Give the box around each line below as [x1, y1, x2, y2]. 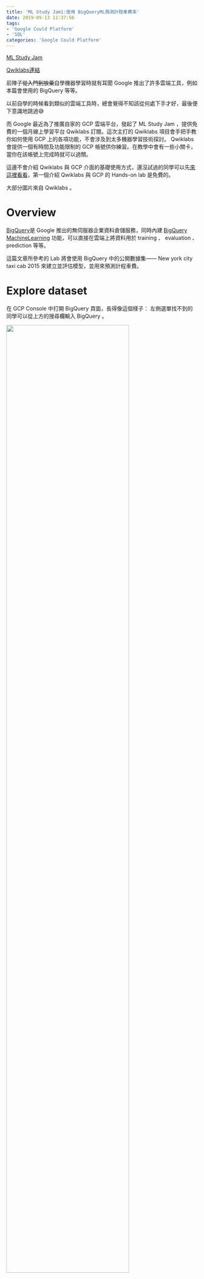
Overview [6, 206, 56, 219]
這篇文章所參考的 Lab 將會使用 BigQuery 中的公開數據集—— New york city [6, 255, 193, 262]
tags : [6, 20, 20, 26]
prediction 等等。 [6, 241, 50, 249]
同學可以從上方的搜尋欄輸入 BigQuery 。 [6, 312, 107, 320]
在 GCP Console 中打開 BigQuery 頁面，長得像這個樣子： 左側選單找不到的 [6, 304, 193, 312]
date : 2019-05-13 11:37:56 [6, 15, 75, 21]
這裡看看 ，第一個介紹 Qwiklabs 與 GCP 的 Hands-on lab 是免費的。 [6, 171, 174, 178]
